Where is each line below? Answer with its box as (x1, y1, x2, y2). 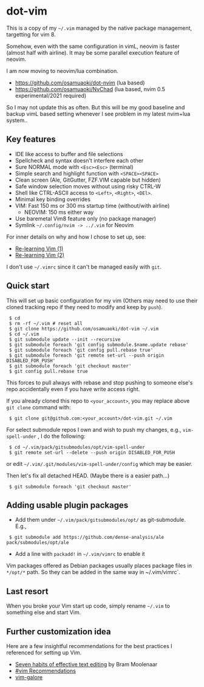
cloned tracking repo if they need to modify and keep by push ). (6, 303, 163, 310)
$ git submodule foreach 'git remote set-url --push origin (8, 352, 165, 358)
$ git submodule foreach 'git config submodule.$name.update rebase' (8, 341, 189, 347)
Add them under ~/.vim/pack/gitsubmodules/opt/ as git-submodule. (15, 516, 186, 524)
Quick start (6, 281, 50, 291)
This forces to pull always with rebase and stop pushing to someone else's (6, 378, 193, 386)
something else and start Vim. (6, 609, 81, 616)
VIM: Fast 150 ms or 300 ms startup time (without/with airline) (15, 202, 170, 209)
